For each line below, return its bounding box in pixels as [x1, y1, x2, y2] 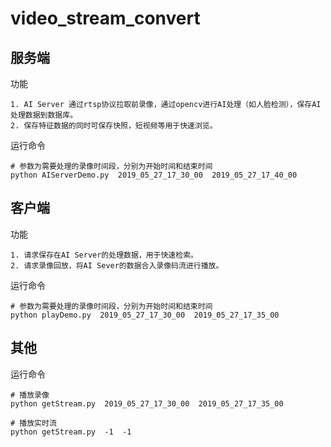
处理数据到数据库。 [10, 110, 78, 120]
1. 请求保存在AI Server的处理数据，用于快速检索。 [10, 250, 198, 260]
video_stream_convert [10, 7, 201, 30]
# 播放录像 [10, 390, 50, 400]
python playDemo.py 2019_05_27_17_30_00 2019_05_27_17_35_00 [10, 310, 280, 320]
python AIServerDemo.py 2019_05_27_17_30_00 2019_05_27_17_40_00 [10, 170, 298, 180]
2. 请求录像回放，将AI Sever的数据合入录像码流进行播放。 [10, 260, 224, 271]
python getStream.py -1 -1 [10, 427, 132, 437]
